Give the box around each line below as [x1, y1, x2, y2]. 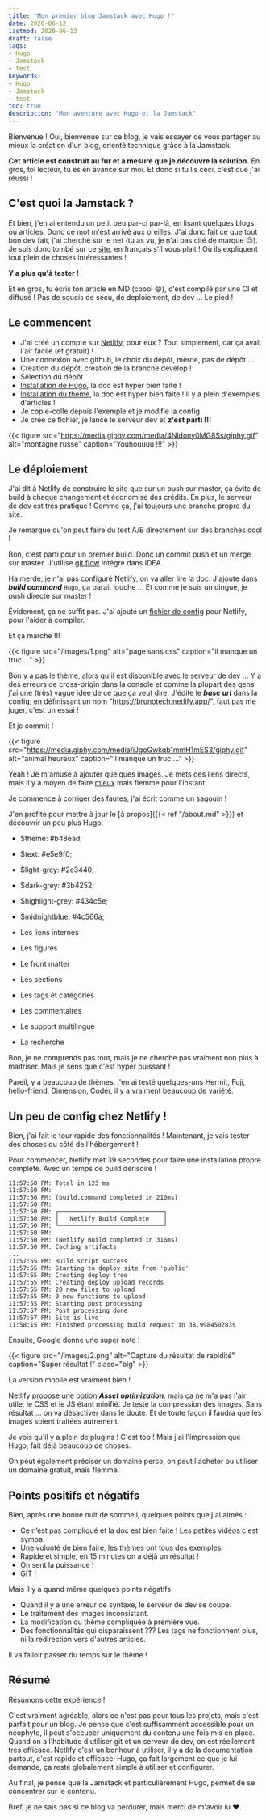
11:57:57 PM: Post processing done [8, 1307, 128, 1315]
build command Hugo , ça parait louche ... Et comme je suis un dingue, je [8, 582, 247, 592]
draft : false [8, 34, 52, 43]
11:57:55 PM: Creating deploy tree [8, 1272, 128, 1280]
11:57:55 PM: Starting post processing [8, 1300, 143, 1308]
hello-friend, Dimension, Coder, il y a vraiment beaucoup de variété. [8, 1086, 234, 1096]
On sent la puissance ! [19, 1560, 94, 1570]
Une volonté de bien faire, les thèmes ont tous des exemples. [19, 1543, 224, 1553]
